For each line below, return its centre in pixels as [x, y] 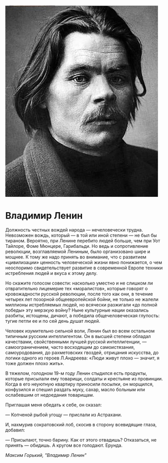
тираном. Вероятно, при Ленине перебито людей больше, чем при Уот [83, 241]
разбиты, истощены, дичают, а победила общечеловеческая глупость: [82, 315]
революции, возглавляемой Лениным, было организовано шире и [78, 251]
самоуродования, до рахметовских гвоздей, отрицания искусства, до [82, 352]
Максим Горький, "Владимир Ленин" [46, 455]
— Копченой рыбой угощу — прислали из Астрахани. [64, 415]
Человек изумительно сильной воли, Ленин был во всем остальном [80, 331]
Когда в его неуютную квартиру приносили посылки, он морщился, [80, 384]
